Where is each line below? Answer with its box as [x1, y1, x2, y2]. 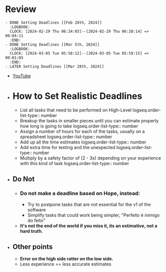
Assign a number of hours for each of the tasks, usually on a [20, 128, 145, 134]
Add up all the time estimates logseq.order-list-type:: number [20, 139, 146, 145]
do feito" [27, 217, 46, 223]
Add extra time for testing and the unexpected [20, 144, 115, 150]
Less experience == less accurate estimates [20, 261, 112, 267]
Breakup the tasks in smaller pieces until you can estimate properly [20, 117, 159, 123]
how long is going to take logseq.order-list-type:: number [20, 123, 138, 129]
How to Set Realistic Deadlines [12, 90, 142, 102]
